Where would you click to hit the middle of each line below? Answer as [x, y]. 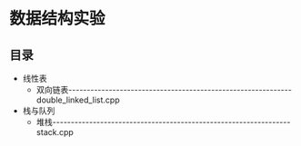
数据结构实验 [58, 19]
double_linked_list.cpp [78, 100]
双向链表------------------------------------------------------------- [164, 90]
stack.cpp [55, 132]
